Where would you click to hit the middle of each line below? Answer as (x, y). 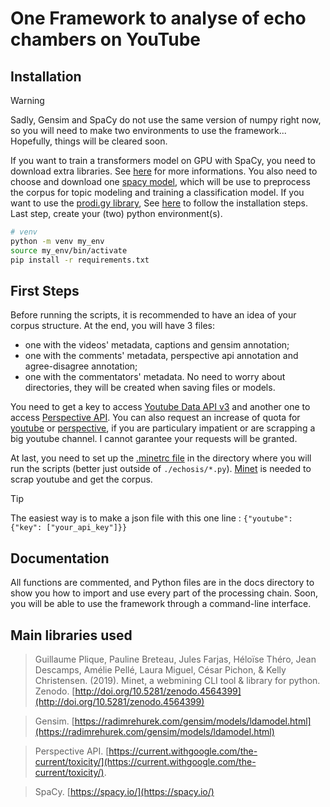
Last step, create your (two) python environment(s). (116, 213)
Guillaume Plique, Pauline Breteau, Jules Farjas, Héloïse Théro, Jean (175, 659)
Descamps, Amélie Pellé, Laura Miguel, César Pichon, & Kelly (160, 669)
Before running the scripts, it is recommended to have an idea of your (153, 315)
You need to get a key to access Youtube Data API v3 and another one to (160, 407)
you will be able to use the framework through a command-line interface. (161, 604)
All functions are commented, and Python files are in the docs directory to (162, 583)
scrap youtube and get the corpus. (81, 479)
